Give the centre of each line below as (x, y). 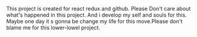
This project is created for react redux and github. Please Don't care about (98, 9)
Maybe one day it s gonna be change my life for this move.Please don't (94, 21)
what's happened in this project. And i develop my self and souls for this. (97, 15)
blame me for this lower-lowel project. (53, 27)
